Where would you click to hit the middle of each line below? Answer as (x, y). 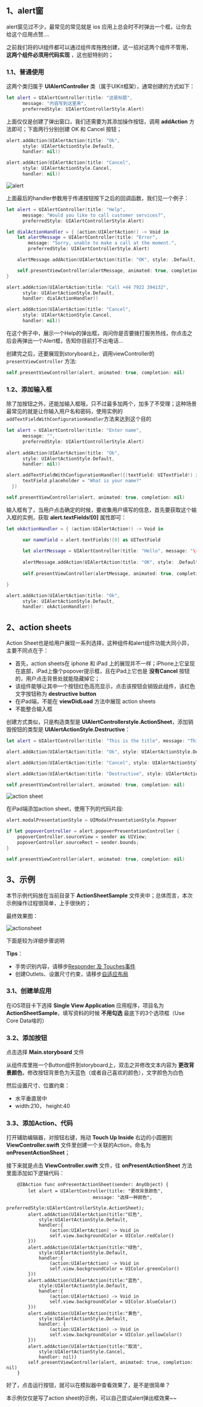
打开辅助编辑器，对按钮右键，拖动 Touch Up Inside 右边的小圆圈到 (89, 1138)
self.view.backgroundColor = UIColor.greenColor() (114, 1269)
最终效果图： (22, 916)
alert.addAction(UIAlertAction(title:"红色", (85, 1215)
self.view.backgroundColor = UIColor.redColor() (111, 1236)
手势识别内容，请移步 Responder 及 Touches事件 (75, 966)
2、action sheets (39, 627)
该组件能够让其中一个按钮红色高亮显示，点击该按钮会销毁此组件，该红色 (105, 686)
